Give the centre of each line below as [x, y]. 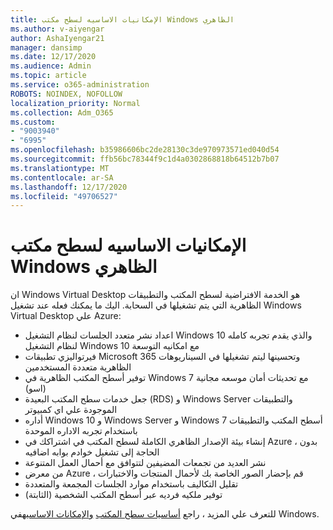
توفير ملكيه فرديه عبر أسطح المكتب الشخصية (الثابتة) [123, 495]
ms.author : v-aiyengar [57, 29]
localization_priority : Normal [75, 103]
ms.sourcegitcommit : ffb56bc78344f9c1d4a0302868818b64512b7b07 [145, 159]
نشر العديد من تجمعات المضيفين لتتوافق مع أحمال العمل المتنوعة [145, 463]
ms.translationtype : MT [60, 168]
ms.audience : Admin [51, 66]
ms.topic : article [48, 76]
